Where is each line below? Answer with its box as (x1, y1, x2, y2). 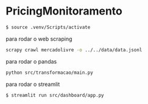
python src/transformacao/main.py (5, 70, 94, 76)
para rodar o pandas (5, 57, 57, 65)
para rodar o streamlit (5, 80, 60, 88)
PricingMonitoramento (5, 4, 122, 18)
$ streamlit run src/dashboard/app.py (5, 92, 104, 98)
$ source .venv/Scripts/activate (5, 24, 91, 30)
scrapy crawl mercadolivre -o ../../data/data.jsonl (5, 47, 143, 53)
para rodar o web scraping (5, 35, 72, 42)
